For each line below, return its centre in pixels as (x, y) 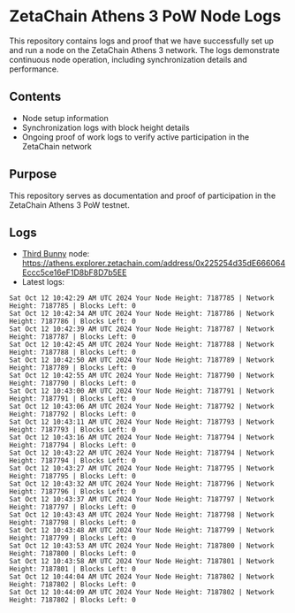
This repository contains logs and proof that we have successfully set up (141, 41)
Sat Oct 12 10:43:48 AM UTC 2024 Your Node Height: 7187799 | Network (142, 531)
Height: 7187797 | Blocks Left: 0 (73, 507)
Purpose (33, 174)
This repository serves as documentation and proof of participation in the (143, 195)
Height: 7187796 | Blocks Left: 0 (73, 492)
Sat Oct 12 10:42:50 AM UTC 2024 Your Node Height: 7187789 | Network (142, 360)
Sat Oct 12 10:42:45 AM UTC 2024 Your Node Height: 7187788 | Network (142, 345)
